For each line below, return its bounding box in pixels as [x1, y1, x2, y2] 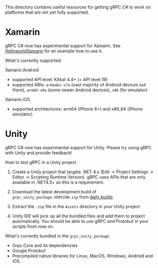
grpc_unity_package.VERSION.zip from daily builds [12, 194, 113, 200]
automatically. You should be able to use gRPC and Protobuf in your [12, 218, 149, 224]
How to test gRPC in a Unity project [5, 159, 77, 165]
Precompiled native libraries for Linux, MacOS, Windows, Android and [12, 253, 153, 259]
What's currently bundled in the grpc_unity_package [5, 233, 110, 239]
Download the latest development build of [12, 188, 97, 194]
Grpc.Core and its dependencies [12, 242, 78, 248]
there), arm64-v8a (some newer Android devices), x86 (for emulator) [12, 87, 148, 93]
